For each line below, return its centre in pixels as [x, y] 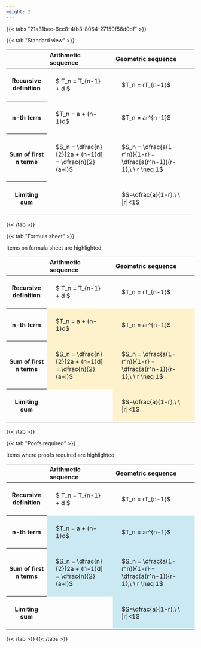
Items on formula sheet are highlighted [54, 247]
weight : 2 [19, 12]
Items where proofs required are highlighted [60, 455]
